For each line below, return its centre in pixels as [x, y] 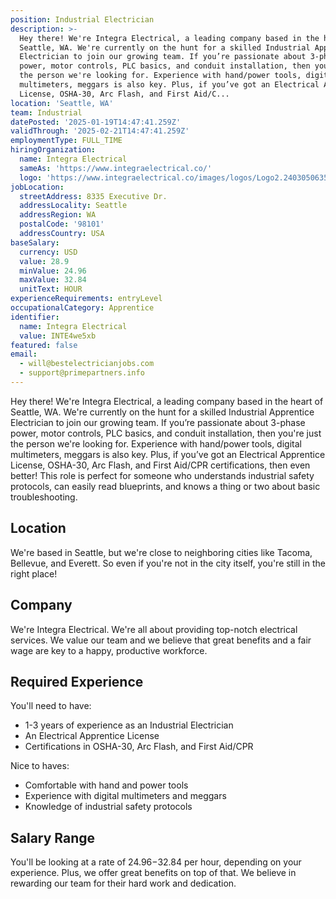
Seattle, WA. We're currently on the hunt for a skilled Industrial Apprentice [162, 412]
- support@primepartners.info [82, 373]
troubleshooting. [44, 497]
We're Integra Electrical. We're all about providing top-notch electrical [154, 629]
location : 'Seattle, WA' [62, 103]
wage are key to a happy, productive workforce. [109, 650]
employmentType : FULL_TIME [66, 141]
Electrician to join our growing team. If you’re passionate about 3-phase [158, 422]
